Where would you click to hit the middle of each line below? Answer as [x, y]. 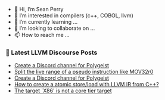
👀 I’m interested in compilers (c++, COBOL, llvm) [74, 15]
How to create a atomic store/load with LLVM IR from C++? [86, 85]
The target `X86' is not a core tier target [63, 91]
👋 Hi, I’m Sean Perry [39, 9]
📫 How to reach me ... [42, 35]
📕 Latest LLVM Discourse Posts [52, 52]
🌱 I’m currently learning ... [46, 22]
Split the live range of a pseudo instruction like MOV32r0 [84, 72]
